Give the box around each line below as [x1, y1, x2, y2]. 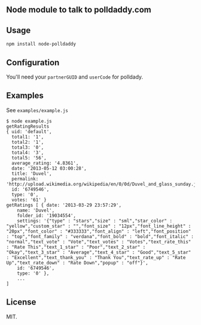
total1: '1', [11, 134, 44, 140]
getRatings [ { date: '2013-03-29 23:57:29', [6, 202, 121, 208]
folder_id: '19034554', [17, 212, 77, 218]
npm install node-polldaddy [6, 41, 77, 47]
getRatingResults [6, 123, 50, 130]
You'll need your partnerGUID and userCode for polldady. [6, 73, 144, 80]
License [6, 297, 36, 308]
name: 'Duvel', [17, 207, 55, 213]
